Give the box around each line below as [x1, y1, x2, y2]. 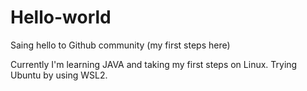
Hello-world [10, 6, 112, 29]
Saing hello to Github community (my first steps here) [10, 39, 231, 51]
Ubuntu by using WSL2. [10, 69, 108, 81]
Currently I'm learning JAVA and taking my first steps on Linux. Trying [10, 58, 298, 70]
